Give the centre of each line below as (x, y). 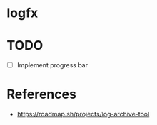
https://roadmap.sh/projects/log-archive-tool (83, 114)
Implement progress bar (52, 65)
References (41, 94)
